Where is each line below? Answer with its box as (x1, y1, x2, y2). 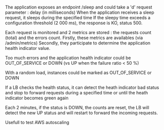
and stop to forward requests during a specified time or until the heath (5, 90, 148, 95)
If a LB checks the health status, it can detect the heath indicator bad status (5, 85, 160, 90)
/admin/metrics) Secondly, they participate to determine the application (5, 40, 151, 46)
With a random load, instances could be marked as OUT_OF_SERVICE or (5, 70, 152, 76)
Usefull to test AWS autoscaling (5, 120, 70, 125)
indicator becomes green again (5, 95, 69, 101)
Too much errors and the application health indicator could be (5, 55, 131, 61)
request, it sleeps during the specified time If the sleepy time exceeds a (5, 15, 151, 20)
